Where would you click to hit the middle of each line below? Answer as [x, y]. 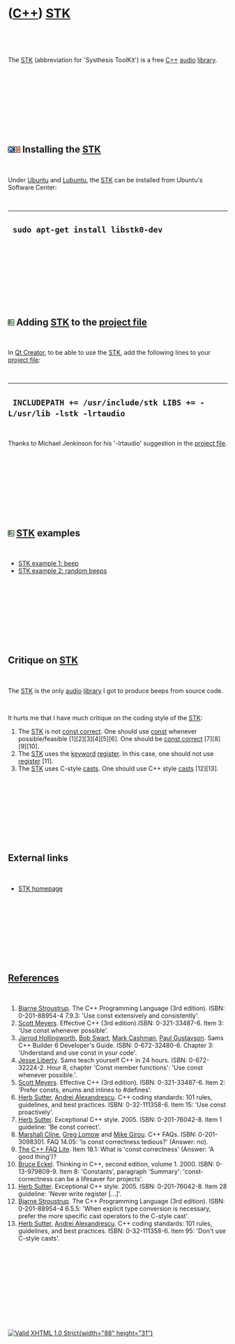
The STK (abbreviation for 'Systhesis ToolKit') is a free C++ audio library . [113, 59]
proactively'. [36, 1112]
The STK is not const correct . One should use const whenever [107, 731]
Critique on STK [43, 660]
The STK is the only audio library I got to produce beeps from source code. [116, 691]
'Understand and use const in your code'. [77, 1053]
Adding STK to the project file [81, 322]
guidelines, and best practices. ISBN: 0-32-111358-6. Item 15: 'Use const [122, 1105]
